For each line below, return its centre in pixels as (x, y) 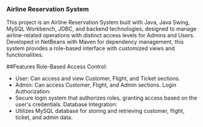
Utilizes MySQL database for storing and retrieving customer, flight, (100, 111)
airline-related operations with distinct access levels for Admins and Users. (101, 35)
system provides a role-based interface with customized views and (91, 48)
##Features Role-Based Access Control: (57, 67)
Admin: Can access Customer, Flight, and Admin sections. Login (96, 85)
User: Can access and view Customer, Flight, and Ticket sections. (98, 79)
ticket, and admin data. (44, 117)
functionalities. (25, 55)
